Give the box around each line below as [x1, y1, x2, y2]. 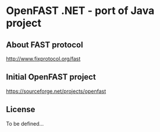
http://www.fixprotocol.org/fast [6, 55, 81, 62]
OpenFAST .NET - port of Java [6, 4, 155, 18]
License [6, 105, 35, 114]
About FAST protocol [6, 40, 83, 50]
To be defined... [6, 120, 44, 127]
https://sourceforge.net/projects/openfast [6, 88, 106, 95]
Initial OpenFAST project [6, 72, 96, 82]
